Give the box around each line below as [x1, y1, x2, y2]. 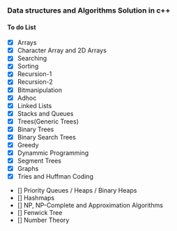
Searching [17, 54, 47, 63]
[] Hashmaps [17, 194, 54, 202]
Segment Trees [17, 156, 61, 165]
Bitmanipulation [17, 86, 63, 94]
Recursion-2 [17, 77, 54, 86]
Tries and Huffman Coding [17, 172, 94, 181]
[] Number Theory [17, 216, 70, 225]
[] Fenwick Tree [17, 209, 63, 217]
